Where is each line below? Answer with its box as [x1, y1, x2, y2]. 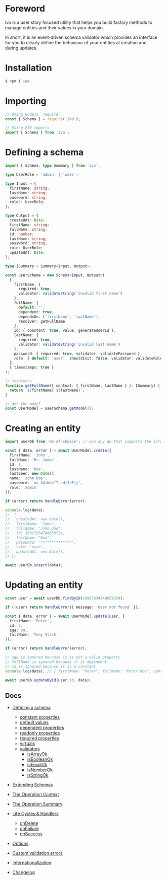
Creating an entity [5, 423, 81, 434]
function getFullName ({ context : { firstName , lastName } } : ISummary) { [5, 383, 161, 388]
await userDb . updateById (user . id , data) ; [5, 677, 92, 683]
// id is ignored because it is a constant [5, 664, 96, 669]
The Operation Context [12, 792, 59, 798]
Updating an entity [5, 580, 83, 591]
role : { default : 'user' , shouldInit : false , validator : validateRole [14, 356, 163, 361]
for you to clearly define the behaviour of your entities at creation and [5, 39, 147, 45]
